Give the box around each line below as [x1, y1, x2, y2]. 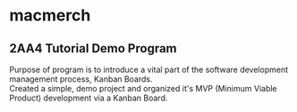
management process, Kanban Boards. [9, 74, 154, 84]
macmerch [9, 5, 91, 26]
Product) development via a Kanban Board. [9, 92, 168, 103]
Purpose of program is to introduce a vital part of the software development [9, 64, 289, 75]
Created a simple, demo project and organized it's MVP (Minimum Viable [9, 84, 277, 93]
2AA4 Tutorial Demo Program [9, 41, 177, 56]
